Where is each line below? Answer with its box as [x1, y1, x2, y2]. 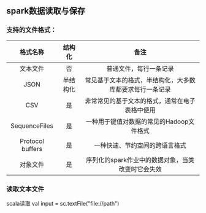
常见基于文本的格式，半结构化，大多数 [85, 76, 196, 84]
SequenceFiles [10, 122, 54, 130]
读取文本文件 [6, 185, 45, 193]
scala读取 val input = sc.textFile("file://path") [6, 199, 120, 207]
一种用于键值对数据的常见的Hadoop [85, 117, 189, 126]
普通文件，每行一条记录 [106, 64, 174, 72]
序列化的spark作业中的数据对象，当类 [85, 155, 195, 164]
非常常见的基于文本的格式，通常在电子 [85, 96, 196, 105]
